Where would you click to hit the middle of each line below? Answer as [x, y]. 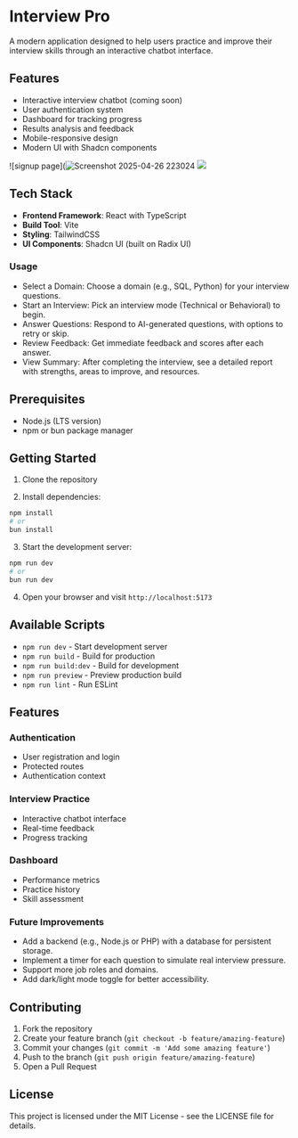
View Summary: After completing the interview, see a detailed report [147, 362]
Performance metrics [61, 880]
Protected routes [53, 766]
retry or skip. [45, 333]
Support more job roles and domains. [90, 970]
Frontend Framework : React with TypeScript [104, 215]
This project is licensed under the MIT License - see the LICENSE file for [141, 1116]
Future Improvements [57, 921]
